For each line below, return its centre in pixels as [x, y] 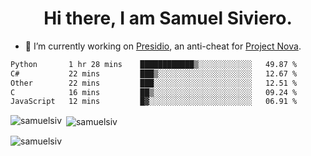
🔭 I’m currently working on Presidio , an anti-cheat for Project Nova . [163, 46]
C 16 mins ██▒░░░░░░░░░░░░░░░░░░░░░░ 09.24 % [154, 92]
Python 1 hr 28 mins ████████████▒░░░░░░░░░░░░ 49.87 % [154, 64]
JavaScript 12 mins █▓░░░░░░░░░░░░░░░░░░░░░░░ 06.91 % [154, 102]
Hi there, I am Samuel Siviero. [168, 18]
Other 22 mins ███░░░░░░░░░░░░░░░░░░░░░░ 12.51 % [154, 83]
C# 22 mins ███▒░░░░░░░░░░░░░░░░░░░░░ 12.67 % [154, 73]
